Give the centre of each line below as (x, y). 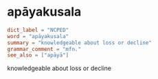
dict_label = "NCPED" (38, 30)
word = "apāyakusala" (38, 36)
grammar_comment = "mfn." (44, 49)
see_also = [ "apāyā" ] (38, 55)
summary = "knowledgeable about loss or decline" (80, 43)
